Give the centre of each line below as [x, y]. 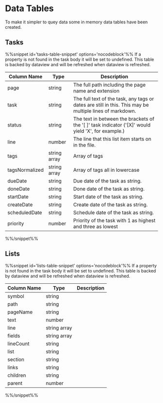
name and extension [97, 91]
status [15, 125]
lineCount [18, 344]
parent [15, 383]
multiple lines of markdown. [105, 111]
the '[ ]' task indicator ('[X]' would [112, 125]
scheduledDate [25, 212]
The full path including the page [110, 85]
